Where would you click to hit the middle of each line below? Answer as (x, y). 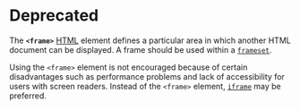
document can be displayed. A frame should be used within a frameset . (141, 49)
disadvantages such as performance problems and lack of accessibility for (147, 76)
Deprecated (54, 16)
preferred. (28, 96)
